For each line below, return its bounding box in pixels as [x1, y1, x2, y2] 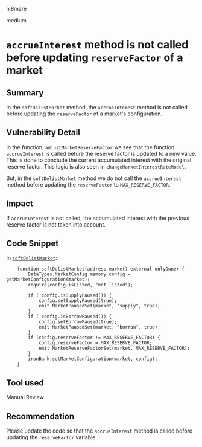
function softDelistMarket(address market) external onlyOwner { [17, 266, 185, 272]
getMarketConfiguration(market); [6, 277, 90, 283]
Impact [6, 199, 33, 209]
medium [6, 17, 27, 24]
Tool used [6, 378, 44, 388]
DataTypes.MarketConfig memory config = [28, 271, 131, 277]
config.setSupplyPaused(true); [38, 298, 118, 304]
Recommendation [6, 411, 74, 422]
